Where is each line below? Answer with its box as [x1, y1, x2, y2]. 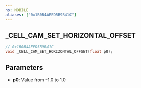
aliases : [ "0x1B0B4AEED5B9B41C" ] [5, 12, 77, 17]
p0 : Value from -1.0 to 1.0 [12, 77, 66, 83]
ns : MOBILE [5, 7, 29, 13]
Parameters [5, 63, 43, 72]
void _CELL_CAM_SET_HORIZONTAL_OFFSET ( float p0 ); [5, 49, 113, 54]
